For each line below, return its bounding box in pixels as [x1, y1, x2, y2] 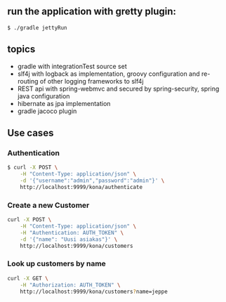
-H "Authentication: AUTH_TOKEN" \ [20, 229, 124, 236]
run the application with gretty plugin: [7, 6, 177, 18]
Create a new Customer [7, 200, 90, 210]
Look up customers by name [7, 259, 107, 269]
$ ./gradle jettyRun [7, 24, 68, 31]
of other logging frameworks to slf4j [39, 77, 144, 85]
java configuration [17, 91, 70, 100]
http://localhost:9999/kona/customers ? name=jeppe [20, 288, 168, 295]
